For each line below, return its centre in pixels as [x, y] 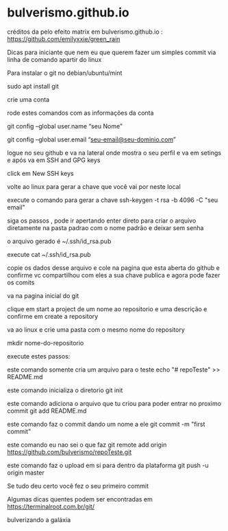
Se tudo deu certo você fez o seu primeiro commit [78, 486]
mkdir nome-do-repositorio [46, 343]
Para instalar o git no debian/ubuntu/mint [65, 73]
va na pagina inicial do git [43, 295]
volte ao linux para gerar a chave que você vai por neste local [94, 186]
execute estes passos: [39, 356]
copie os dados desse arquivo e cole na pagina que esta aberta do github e [114, 268]
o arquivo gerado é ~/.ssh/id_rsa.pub [59, 241]
